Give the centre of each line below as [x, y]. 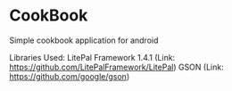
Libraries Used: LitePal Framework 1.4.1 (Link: [92, 57]
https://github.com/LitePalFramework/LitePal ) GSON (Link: [117, 67]
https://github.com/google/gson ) [70, 76]
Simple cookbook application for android [84, 40]
